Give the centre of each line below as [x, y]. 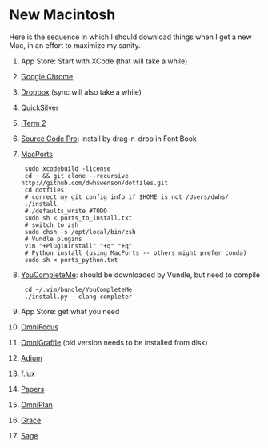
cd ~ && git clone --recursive [76, 176]
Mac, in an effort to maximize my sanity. [75, 45]
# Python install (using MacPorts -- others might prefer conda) [136, 253]
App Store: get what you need [70, 311]
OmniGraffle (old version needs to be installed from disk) [114, 342]
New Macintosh [62, 15]
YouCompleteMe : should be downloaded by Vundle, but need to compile [140, 275]
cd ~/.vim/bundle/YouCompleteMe [78, 289]
